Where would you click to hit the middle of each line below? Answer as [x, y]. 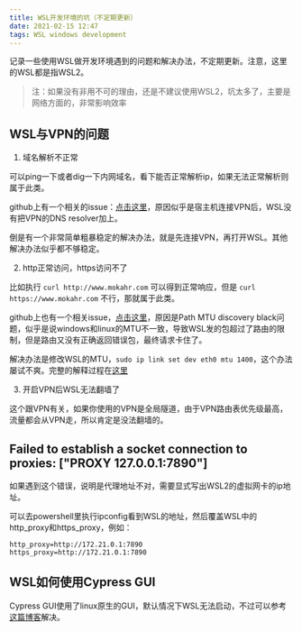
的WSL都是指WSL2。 [49, 72]
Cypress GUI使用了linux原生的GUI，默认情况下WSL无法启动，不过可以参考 [148, 606]
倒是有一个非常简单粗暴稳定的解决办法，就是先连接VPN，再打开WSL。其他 [149, 238]
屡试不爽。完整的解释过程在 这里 [69, 370]
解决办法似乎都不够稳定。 [57, 249]
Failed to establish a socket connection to [128, 448]
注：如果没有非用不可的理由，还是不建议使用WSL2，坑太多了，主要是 [161, 92]
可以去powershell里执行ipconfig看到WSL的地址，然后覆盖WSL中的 [133, 516]
